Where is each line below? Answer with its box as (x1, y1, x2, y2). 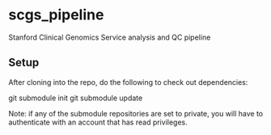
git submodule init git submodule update (8, 93, 143, 103)
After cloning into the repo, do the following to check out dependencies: (8, 77, 248, 86)
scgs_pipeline (8, 6, 104, 24)
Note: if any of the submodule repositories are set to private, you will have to (8, 108, 264, 118)
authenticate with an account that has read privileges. (8, 117, 188, 127)
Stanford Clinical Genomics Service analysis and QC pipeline (8, 32, 211, 42)
